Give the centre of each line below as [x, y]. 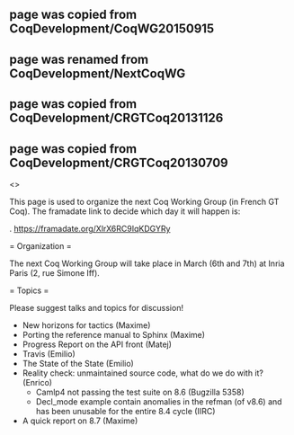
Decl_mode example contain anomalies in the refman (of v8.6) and [159, 401]
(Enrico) [37, 382]
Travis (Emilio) [49, 353]
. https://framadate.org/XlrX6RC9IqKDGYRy [90, 228]
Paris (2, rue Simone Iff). [55, 272]
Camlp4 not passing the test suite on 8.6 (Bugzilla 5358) [140, 392]
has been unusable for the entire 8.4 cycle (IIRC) [125, 411]
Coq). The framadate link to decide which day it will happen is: [125, 211]
